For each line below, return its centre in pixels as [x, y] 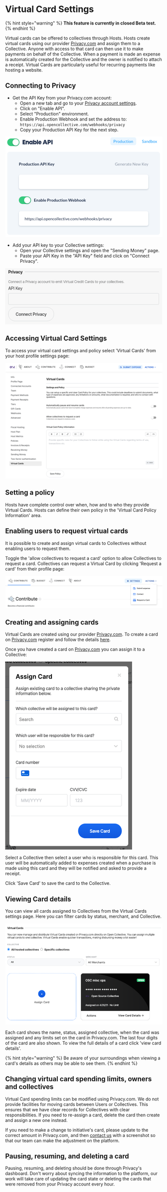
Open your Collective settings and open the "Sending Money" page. [89, 250]
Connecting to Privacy [41, 86]
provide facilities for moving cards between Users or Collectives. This [77, 1104]
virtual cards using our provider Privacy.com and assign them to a [73, 43]
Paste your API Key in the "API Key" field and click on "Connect [84, 256]
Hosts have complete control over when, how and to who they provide [77, 504]
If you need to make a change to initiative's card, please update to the [77, 1130]
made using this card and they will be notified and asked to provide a [76, 868]
